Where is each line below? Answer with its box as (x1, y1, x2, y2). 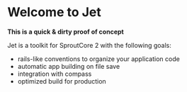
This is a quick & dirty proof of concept (7, 27, 124, 36)
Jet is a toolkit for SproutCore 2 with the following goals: (7, 41, 171, 49)
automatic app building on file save (17, 62, 120, 70)
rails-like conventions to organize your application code (17, 54, 181, 63)
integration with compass (17, 70, 92, 78)
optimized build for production (17, 77, 106, 85)
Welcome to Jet (7, 4, 101, 20)
